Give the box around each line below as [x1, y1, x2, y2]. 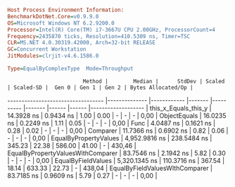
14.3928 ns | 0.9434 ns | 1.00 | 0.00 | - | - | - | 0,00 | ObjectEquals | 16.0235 [7, 111, 227, 120]
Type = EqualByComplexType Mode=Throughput [7, 65, 134, 72]
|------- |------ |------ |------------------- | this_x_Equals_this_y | [23, 104, 212, 112]
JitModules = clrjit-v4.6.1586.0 [7, 52, 99, 60]
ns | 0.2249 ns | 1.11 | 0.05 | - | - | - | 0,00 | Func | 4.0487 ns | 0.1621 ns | [7, 119, 216, 127]
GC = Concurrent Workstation [7, 46, 87, 53]
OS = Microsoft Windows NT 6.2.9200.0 [7, 19, 115, 27]
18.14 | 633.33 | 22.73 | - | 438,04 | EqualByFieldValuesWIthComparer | [7, 164, 213, 172]
